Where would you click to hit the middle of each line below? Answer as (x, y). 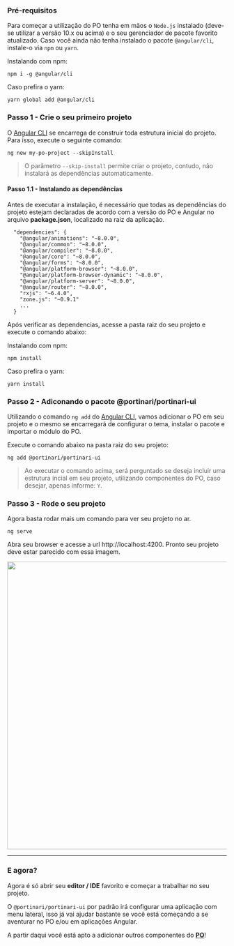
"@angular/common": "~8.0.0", (64, 244)
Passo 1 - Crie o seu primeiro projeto (70, 117)
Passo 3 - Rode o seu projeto (57, 504)
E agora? (22, 871)
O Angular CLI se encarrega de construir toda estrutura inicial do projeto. (112, 133)
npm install (24, 358)
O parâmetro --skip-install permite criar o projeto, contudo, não (119, 165)
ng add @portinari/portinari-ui (54, 458)
